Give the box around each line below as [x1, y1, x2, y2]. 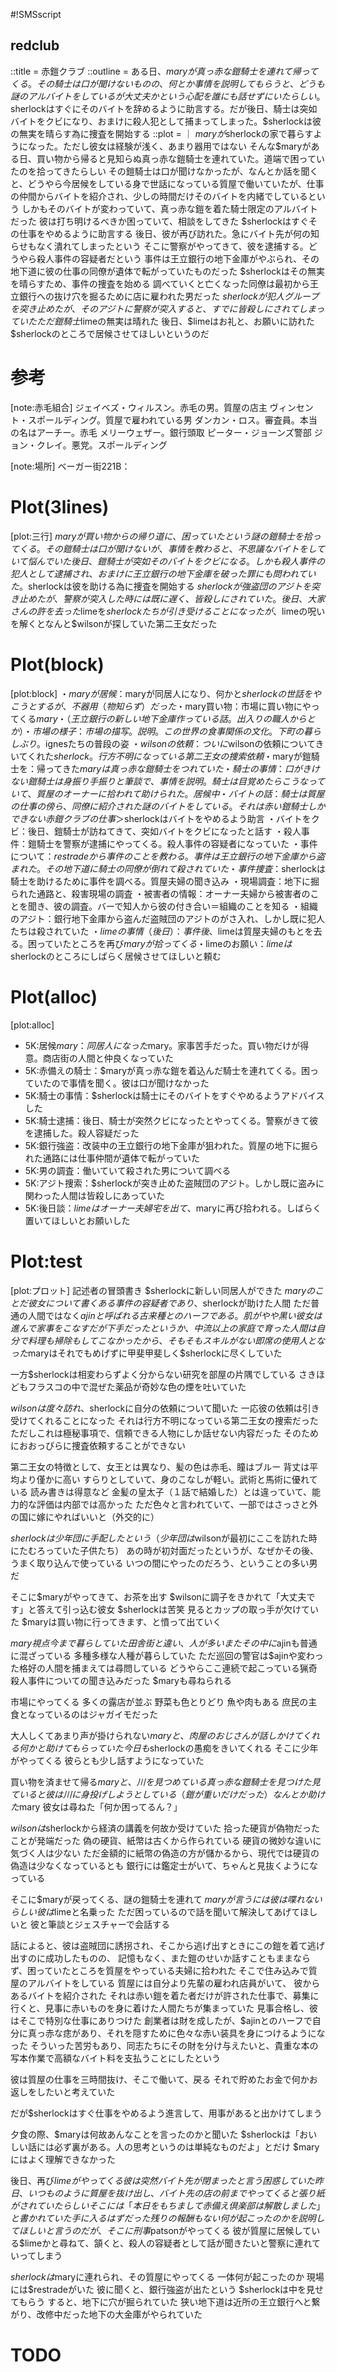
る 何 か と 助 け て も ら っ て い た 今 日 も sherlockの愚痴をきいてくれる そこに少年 [10, 1742, 319, 1754]
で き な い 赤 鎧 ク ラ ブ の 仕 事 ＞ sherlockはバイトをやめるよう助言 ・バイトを [10, 812, 312, 824]
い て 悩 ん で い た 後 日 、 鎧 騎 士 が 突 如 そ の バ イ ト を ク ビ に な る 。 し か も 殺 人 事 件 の [10, 555, 325, 567]
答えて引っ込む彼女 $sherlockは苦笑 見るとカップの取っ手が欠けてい [36, 1603, 319, 1615]
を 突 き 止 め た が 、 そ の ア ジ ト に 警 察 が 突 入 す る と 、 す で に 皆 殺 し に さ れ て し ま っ [10, 302, 325, 314]
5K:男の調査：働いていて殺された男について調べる [24, 1164, 232, 1176]
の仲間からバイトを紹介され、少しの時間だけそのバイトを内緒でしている [10, 190, 308, 202]
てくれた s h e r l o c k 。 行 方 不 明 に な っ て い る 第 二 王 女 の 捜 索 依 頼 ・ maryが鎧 [18, 750, 312, 762]
